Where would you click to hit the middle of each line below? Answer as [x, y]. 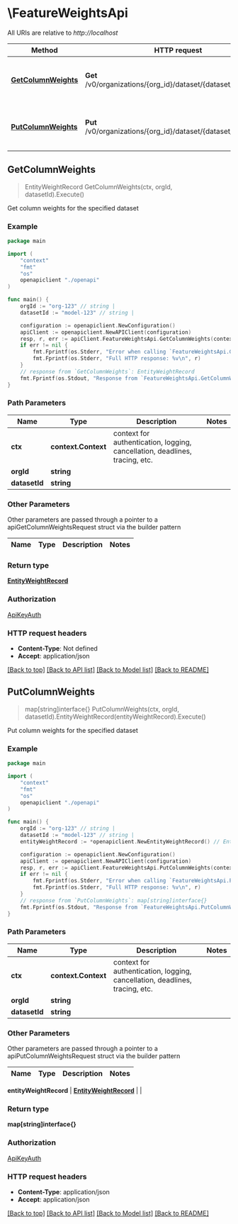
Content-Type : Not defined [57, 649]
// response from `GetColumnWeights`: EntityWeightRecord [107, 371]
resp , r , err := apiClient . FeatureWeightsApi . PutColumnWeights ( [117, 868]
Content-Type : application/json [63, 1192]
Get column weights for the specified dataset [73, 208]
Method [44, 50]
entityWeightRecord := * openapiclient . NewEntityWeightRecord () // [120, 841]
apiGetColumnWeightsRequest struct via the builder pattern [94, 527]
